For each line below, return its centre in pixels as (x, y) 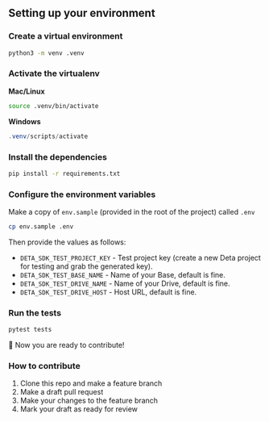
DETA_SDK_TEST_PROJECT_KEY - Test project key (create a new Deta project (141, 257)
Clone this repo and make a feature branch (91, 383)
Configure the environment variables (82, 194)
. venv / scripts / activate (48, 136)
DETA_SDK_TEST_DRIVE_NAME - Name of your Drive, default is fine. (125, 283)
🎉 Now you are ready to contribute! (66, 345)
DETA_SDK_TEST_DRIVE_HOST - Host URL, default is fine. (108, 292)
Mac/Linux (27, 91)
